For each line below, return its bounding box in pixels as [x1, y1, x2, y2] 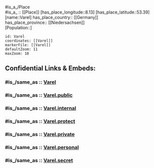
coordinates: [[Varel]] [5, 38, 53, 43]
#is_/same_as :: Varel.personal [5, 144, 79, 151]
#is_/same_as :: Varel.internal [5, 105, 77, 112]
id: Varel [5, 34, 25, 39]
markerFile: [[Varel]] [5, 43, 51, 48]
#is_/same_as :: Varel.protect [5, 118, 76, 125]
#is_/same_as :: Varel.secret [5, 157, 73, 164]
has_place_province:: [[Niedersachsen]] [5, 19, 85, 25]
